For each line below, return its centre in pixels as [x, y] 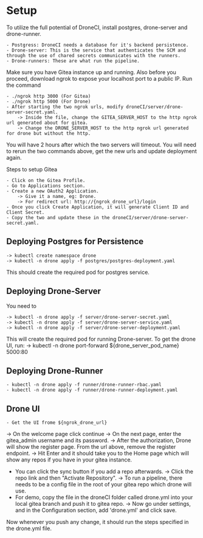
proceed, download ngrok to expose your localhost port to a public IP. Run [99, 78]
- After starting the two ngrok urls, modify [65, 107]
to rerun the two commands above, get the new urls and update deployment [101, 151]
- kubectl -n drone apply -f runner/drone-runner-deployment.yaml [92, 390]
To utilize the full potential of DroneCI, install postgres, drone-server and [97, 27]
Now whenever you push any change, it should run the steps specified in [98, 522]
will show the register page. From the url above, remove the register [91, 447]
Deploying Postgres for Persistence [75, 241]
